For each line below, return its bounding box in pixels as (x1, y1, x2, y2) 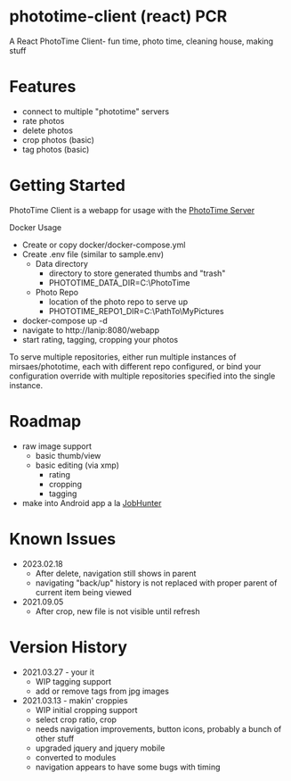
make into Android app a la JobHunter (21, 497, 162, 508)
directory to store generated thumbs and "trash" (48, 268, 226, 278)
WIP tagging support (35, 676, 112, 686)
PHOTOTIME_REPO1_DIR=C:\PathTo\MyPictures (48, 305, 224, 316)
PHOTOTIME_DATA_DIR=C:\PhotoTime (48, 277, 190, 287)
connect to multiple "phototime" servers (21, 105, 170, 117)
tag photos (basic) (21, 144, 90, 154)
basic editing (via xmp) (35, 460, 120, 470)
